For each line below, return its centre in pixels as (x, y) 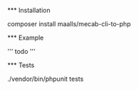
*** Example (26, 38)
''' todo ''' (21, 51)
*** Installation (29, 10)
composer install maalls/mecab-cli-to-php (69, 24)
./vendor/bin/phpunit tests (46, 79)
